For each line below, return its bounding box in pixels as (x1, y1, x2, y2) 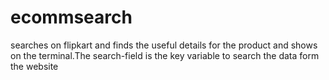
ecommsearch (10, 6, 133, 29)
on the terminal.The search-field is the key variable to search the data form (10, 49, 320, 61)
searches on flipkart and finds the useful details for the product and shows (10, 39, 318, 51)
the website (10, 60, 59, 72)
